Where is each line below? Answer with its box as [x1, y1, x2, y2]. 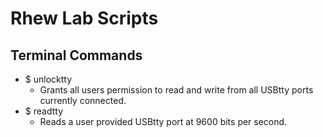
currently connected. [39, 95, 127, 106]
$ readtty [24, 105, 63, 117]
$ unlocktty [24, 73, 73, 85]
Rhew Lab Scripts [10, 7, 159, 30]
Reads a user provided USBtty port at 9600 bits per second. [39, 116, 288, 127]
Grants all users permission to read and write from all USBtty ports [39, 84, 314, 96]
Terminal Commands [10, 47, 143, 64]
